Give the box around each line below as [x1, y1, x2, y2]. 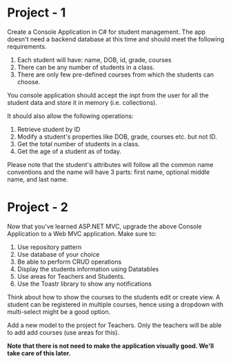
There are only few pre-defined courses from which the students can [17, 70, 214, 79]
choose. [17, 77, 41, 86]
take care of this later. [7, 349, 71, 357]
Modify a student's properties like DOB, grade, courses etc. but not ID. [17, 133, 217, 141]
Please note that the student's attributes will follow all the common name [7, 160, 214, 168]
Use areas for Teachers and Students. [17, 272, 125, 280]
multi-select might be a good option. [7, 307, 111, 315]
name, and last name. [7, 175, 68, 184]
